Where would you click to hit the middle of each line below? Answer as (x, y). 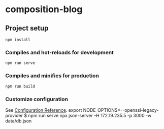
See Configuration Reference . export (44, 110)
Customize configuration (37, 99)
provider (14, 115)
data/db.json (19, 121)
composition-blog (44, 9)
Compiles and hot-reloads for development (60, 52)
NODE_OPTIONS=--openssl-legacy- (121, 110)
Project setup (27, 28)
